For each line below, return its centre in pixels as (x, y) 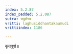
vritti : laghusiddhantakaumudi (37, 23)
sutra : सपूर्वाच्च (18, 19)
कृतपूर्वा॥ (12, 46)
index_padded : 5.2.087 (28, 14)
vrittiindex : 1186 (24, 28)
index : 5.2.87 (20, 10)
